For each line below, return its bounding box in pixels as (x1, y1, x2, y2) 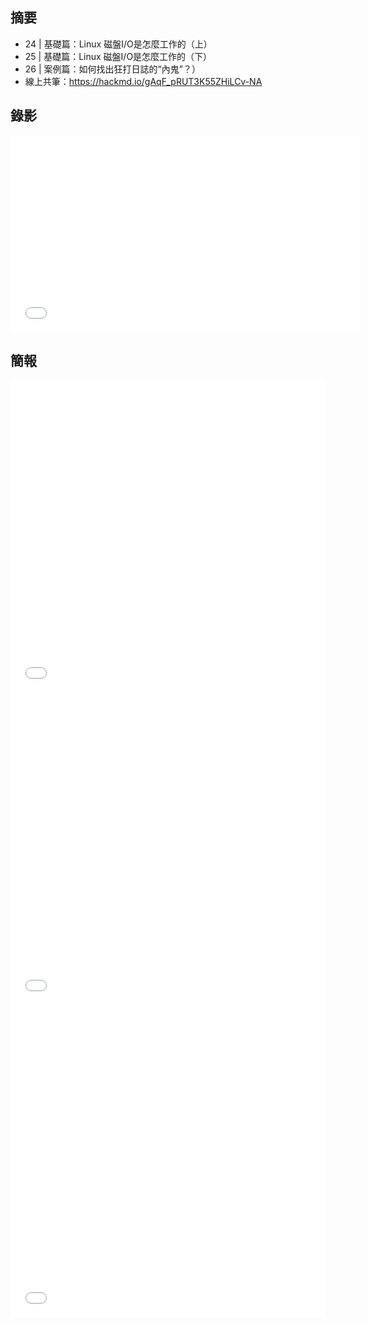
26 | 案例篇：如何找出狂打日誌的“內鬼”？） (24, 63, 201, 75)
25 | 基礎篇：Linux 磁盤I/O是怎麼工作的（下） (24, 50, 213, 62)
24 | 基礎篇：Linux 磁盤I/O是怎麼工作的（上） (24, 38, 213, 50)
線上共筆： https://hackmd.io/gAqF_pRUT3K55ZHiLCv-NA (24, 75, 263, 87)
